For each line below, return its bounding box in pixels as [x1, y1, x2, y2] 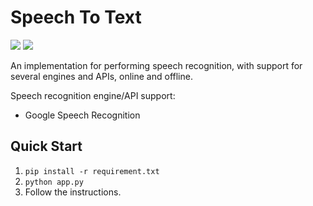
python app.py [24, 177, 84, 187]
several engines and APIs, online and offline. [10, 70, 193, 82]
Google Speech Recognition [24, 109, 141, 121]
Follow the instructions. [24, 186, 122, 198]
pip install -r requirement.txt [24, 166, 160, 176]
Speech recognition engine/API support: [10, 89, 176, 101]
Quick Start [10, 138, 83, 155]
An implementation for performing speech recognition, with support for [10, 59, 303, 71]
